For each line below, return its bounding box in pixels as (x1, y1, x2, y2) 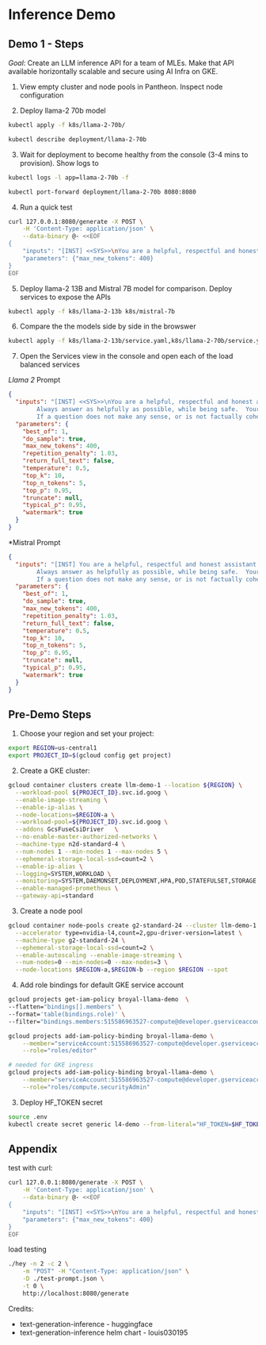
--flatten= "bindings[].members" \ (8, 1003, 123, 1011)
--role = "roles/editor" (22, 1047, 97, 1055)
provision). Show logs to (19, 158, 99, 167)
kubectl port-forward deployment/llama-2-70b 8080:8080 (8, 188, 196, 196)
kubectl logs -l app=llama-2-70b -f (8, 173, 129, 182)
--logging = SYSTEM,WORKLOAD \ (15, 870, 112, 878)
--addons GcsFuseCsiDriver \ (15, 825, 119, 834)
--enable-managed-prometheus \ (15, 885, 119, 893)
